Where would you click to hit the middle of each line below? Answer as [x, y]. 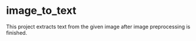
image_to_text [41, 11]
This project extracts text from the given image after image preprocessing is [98, 27]
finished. [17, 32]
